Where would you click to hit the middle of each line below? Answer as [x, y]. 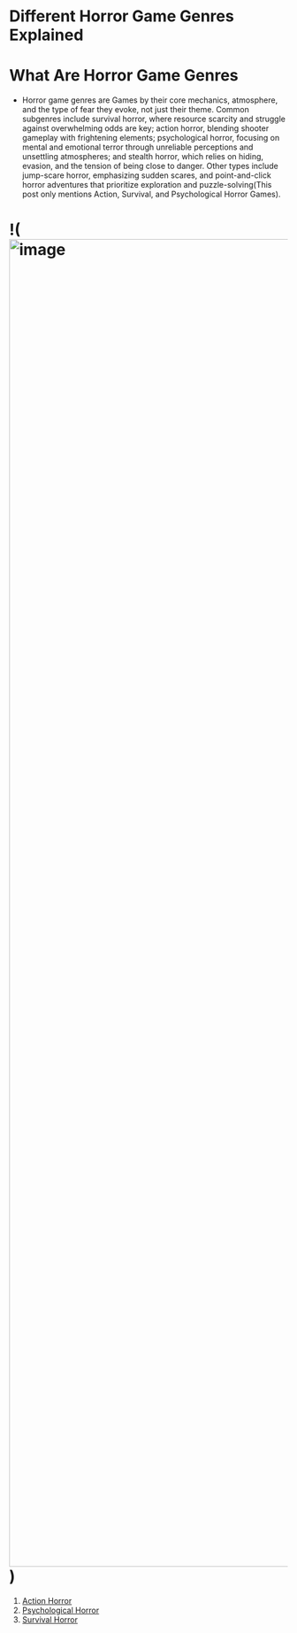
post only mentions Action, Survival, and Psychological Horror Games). [151, 194]
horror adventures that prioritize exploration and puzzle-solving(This [147, 185]
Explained [46, 35]
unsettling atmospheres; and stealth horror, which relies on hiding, [142, 157]
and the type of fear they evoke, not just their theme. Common [135, 110]
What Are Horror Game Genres [124, 76]
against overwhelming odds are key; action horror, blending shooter [145, 128]
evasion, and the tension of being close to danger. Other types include [150, 166]
